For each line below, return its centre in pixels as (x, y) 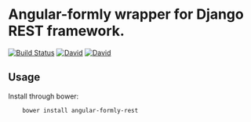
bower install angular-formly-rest (80, 110)
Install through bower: (44, 96)
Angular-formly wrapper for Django (126, 14)
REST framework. (67, 31)
